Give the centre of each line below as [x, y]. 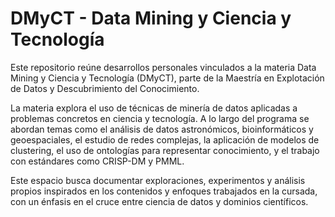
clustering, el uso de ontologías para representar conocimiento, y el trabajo [165, 150]
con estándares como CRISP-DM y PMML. [97, 161]
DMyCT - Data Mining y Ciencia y [151, 18]
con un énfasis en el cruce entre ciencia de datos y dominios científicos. [159, 201]
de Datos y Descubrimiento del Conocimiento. [105, 88]
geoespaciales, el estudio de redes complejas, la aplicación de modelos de [165, 139]
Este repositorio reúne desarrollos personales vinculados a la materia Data [163, 67]
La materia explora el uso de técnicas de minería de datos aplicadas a [154, 108]
